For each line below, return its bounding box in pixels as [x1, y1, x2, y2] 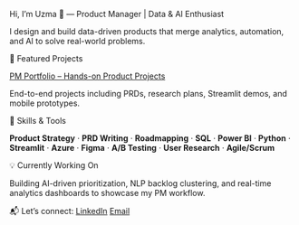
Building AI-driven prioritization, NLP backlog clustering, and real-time [9, 178, 272, 189]
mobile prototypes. [9, 98, 80, 108]
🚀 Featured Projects [9, 53, 83, 63]
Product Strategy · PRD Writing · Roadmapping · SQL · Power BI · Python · [9, 133, 292, 144]
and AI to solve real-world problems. [9, 36, 146, 46]
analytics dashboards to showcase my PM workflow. [9, 188, 206, 198]
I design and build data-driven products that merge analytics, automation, [9, 26, 285, 36]
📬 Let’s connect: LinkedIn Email [9, 206, 130, 216]
